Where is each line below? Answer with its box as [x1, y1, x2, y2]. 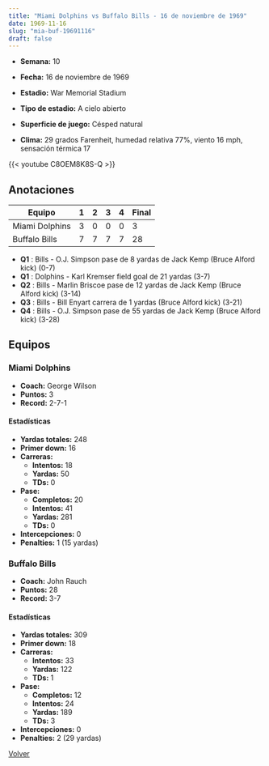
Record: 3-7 [19, 594, 61, 603]
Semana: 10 [19, 57, 61, 66]
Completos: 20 [32, 495, 83, 504]
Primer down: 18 [19, 639, 77, 649]
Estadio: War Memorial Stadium [19, 88, 127, 98]
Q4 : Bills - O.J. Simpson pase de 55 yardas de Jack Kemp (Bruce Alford [19, 306, 261, 316]
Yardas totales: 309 [19, 630, 87, 640]
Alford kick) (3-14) [19, 289, 82, 299]
